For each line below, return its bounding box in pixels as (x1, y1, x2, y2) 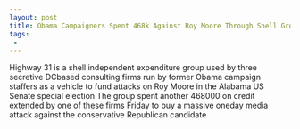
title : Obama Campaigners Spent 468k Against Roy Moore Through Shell (9, 21, 278, 30)
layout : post (9, 12, 58, 22)
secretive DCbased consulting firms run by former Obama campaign (9, 72, 262, 83)
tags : (9, 29, 29, 38)
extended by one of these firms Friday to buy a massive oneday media (9, 100, 269, 111)
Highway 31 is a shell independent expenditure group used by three (9, 62, 257, 73)
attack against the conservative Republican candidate (9, 109, 207, 120)
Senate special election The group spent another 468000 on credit (9, 91, 255, 101)
